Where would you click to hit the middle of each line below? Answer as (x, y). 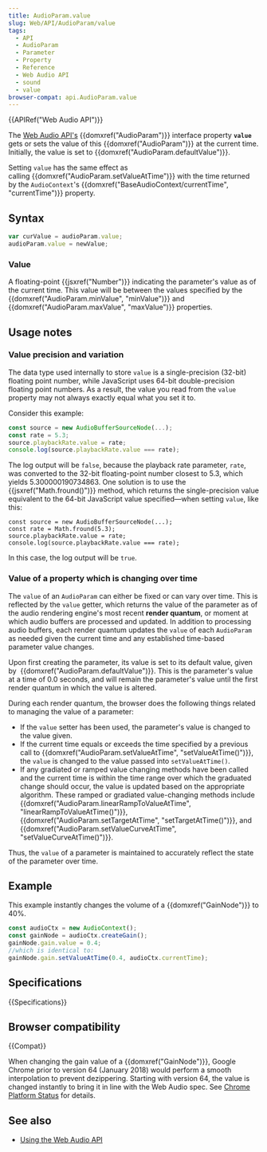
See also (30, 1121)
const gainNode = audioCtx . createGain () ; (78, 936)
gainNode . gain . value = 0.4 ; (55, 943)
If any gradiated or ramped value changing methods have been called (134, 769)
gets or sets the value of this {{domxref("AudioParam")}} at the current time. (133, 144)
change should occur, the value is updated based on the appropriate (132, 786)
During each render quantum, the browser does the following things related (132, 703)
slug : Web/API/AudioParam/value (62, 23)
